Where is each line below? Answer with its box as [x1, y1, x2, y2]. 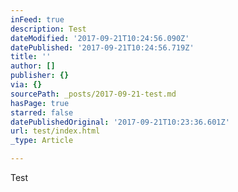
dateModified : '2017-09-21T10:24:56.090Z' [10, 33, 190, 43]
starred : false [10, 107, 74, 118]
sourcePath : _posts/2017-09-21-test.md [10, 89, 177, 99]
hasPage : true [10, 98, 70, 108]
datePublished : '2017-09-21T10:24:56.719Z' [10, 42, 195, 53]
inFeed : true [10, 14, 65, 25]
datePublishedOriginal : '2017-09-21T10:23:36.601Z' [10, 117, 230, 127]
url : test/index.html [10, 126, 101, 136]
